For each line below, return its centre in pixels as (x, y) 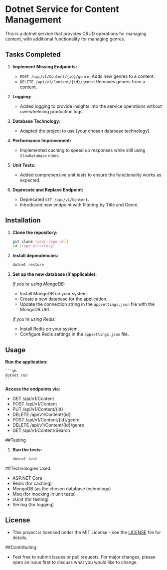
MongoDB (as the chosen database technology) (62, 488)
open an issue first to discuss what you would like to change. (75, 562)
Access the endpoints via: (33, 389)
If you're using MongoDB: (39, 284)
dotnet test (25, 459)
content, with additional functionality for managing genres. (65, 39)
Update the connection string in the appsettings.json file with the (87, 304)
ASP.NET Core (27, 478)
